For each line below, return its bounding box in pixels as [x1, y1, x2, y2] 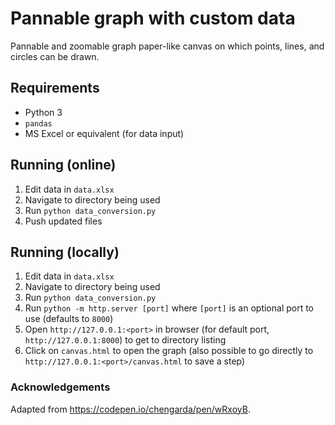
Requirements [10, 80, 100, 97]
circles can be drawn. [10, 50, 100, 62]
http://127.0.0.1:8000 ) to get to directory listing [24, 334, 227, 346]
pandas [24, 118, 53, 129]
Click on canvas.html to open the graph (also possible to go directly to [24, 345, 314, 357]
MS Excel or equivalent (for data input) [24, 127, 185, 139]
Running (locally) [10, 243, 120, 261]
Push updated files [24, 215, 103, 227]
